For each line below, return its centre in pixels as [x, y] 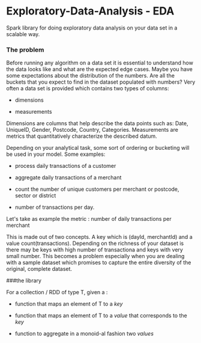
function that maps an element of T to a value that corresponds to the [101, 316]
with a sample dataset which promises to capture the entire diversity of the [99, 262]
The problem [25, 49]
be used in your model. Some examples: [56, 154]
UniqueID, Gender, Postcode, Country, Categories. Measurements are [92, 130]
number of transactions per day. [55, 207]
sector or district [35, 196]
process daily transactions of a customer [65, 166]
